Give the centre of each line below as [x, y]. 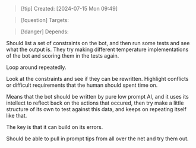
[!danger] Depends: [45, 32]
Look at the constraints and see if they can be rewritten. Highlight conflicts [97, 79]
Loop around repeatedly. [36, 67]
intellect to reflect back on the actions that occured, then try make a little [95, 103]
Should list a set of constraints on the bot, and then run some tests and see [98, 43]
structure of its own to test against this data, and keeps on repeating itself [97, 109]
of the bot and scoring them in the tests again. [63, 56]
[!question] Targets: [45, 20]
